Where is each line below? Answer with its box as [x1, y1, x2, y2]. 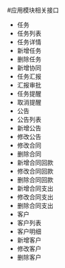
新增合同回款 [16, 158, 53, 167]
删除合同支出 [16, 202, 53, 209]
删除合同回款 [16, 176, 53, 184]
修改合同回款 [16, 167, 53, 175]
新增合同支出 [16, 185, 53, 192]
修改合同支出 [16, 193, 53, 201]
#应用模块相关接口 [7, 6, 60, 14]
